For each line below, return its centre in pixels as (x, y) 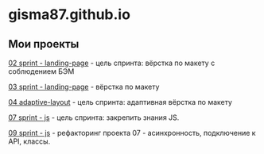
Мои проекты (44, 44)
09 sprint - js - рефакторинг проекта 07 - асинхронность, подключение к (132, 133)
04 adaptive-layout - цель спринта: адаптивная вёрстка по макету (120, 102)
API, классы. (29, 141)
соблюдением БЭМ (41, 71)
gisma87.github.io (70, 15)
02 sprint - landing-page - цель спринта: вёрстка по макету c (112, 63)
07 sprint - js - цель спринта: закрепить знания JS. (94, 117)
